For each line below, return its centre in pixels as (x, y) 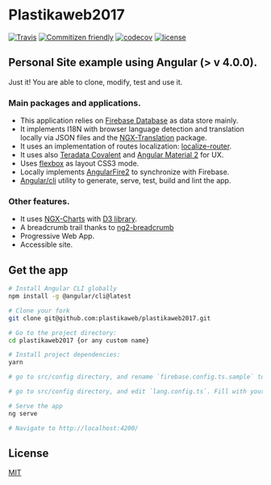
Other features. (39, 201)
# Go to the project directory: (63, 332)
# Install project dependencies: (65, 355)
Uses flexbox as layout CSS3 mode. (79, 164)
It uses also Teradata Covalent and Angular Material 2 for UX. (122, 155)
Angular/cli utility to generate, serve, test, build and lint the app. (125, 181)
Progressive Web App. (57, 236)
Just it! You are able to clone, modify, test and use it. (96, 82)
